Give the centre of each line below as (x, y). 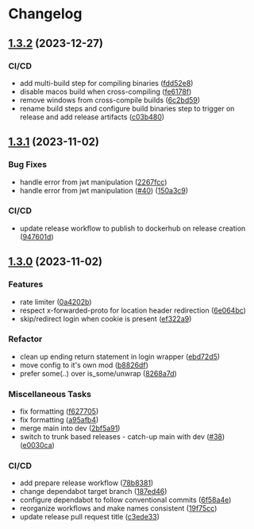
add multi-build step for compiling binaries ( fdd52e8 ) (106, 83)
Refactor (25, 339)
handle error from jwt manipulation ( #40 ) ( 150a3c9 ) (104, 190)
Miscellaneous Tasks (50, 394)
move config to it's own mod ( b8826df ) (84, 365)
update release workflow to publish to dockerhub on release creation (133, 228)
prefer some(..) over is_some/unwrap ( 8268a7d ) (98, 373)
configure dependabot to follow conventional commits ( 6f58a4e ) (125, 500)
